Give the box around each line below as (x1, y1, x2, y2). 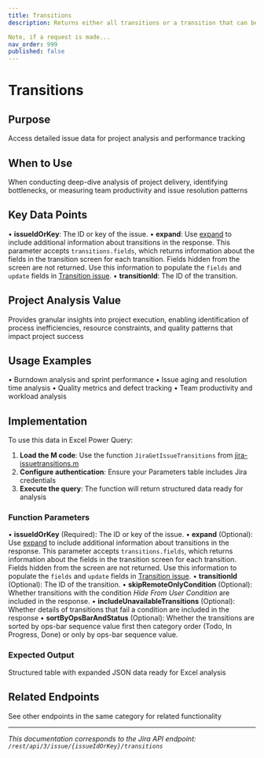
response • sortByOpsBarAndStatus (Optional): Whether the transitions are (8, 613, 255, 623)
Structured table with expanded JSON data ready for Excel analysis (8, 668, 226, 677)
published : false (8, 48, 65, 56)
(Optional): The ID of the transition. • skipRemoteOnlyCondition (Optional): (8, 580, 253, 590)
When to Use (8, 156, 73, 170)
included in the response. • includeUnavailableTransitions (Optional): (8, 597, 236, 606)
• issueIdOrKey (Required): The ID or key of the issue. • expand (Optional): (8, 530, 253, 539)
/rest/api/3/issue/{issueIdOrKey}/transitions (8, 742, 163, 750)
